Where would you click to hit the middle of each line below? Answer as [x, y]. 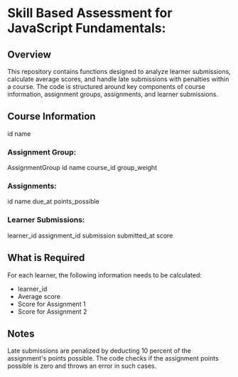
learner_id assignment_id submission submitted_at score [90, 235]
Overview [29, 54]
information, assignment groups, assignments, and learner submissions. [113, 94]
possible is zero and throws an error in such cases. [82, 366]
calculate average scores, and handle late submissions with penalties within [118, 79]
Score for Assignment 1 [52, 304]
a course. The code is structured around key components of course [107, 86]
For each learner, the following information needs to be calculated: [105, 275]
